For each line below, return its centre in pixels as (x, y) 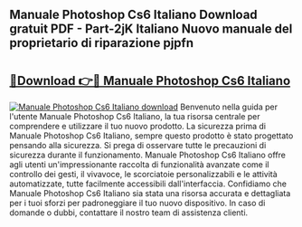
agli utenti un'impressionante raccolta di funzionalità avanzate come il (139, 165)
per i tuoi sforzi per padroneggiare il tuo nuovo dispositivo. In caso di (137, 203)
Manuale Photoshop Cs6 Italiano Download (133, 15)
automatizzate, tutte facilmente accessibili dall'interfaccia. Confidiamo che (148, 184)
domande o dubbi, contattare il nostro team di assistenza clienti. (129, 213)
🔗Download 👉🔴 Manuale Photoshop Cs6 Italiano (150, 80)
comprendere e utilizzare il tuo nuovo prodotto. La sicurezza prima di (138, 126)
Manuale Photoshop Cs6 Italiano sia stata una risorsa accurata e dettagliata (150, 193)
